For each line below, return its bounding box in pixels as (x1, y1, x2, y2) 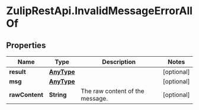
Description (102, 58, 136, 66)
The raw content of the (81, 87, 145, 95)
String (49, 90, 67, 99)
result (9, 68, 27, 76)
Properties (6, 40, 46, 50)
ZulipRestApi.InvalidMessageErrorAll (6, 4, 193, 18)
